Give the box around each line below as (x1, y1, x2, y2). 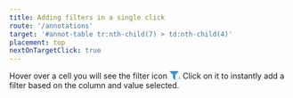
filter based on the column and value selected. (9, 80, 180, 91)
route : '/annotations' (9, 21, 94, 30)
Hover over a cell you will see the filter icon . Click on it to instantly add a (9, 70, 285, 81)
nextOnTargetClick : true (9, 46, 102, 55)
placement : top (9, 37, 66, 47)
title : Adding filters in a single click (9, 12, 166, 22)
